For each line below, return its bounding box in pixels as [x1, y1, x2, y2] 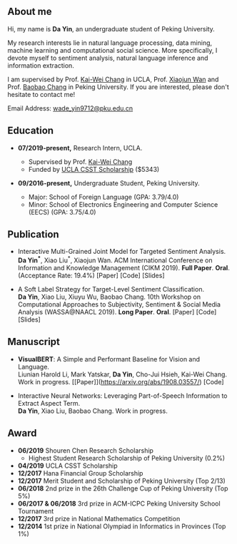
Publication [7, 228, 59, 241]
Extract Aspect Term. [17, 399, 81, 407]
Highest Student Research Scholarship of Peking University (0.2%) [28, 453, 226, 462]
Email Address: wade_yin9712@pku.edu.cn [7, 103, 133, 113]
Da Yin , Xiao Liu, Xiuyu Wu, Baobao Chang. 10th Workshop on [17, 292, 201, 302]
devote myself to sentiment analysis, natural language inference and [7, 53, 208, 62]
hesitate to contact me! [7, 90, 76, 98]
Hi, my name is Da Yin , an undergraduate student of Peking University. [7, 24, 216, 33]
